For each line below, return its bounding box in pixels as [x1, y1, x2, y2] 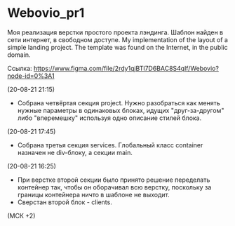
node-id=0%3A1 [7, 72, 55, 80]
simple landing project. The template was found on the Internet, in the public [7, 43, 228, 51]
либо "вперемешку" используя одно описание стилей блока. [17, 114, 202, 122]
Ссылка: [7, 64, 33, 72]
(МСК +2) [7, 211, 36, 220]
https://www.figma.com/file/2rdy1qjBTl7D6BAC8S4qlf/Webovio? [34, 64, 220, 72]
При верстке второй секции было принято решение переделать [17, 175, 210, 184]
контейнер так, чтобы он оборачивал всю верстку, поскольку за [17, 182, 212, 191]
